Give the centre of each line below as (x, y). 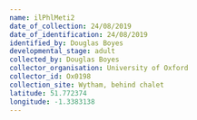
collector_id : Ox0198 (50, 77)
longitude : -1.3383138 (52, 102)
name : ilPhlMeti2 (42, 18)
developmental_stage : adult (63, 51)
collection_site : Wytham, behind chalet (87, 85)
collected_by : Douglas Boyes (64, 60)
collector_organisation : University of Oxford (99, 69)
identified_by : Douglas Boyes (67, 43)
